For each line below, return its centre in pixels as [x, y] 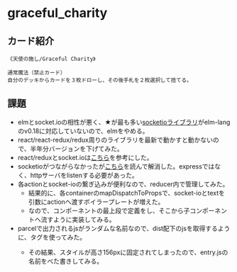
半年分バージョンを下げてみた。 [77, 148]
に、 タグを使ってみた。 [52, 237]
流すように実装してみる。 [78, 219]
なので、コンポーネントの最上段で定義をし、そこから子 [109, 210]
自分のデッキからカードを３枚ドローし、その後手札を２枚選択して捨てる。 [100, 80]
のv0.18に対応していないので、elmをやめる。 [83, 131]
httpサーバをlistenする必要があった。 [84, 175]
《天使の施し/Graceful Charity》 [51, 59]
